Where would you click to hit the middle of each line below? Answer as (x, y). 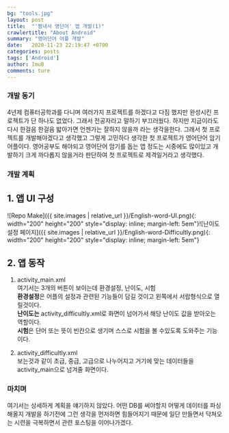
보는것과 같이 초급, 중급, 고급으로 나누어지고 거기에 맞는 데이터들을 (105, 361)
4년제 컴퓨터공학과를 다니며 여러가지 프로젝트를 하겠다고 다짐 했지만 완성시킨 (109, 112)
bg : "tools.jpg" (30, 13)
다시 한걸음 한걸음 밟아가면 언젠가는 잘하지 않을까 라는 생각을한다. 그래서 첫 (107, 129)
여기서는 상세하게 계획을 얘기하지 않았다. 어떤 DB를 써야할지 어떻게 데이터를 (108, 405)
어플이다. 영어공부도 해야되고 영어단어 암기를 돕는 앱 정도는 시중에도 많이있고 (109, 146)
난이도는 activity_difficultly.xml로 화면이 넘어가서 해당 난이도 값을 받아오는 (117, 314)
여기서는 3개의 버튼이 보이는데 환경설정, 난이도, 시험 (86, 288)
